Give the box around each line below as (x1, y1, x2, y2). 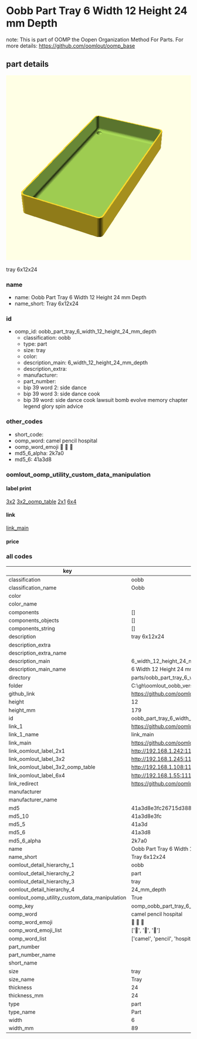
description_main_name (8, 666, 66, 673)
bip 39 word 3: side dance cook (23, 390, 100, 397)
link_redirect (8, 780, 39, 787)
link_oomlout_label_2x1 (8, 747, 66, 754)
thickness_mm (8, 992, 44, 999)
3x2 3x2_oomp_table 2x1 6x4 (6, 497, 77, 505)
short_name (8, 959, 38, 966)
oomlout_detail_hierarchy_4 (8, 886, 75, 893)
